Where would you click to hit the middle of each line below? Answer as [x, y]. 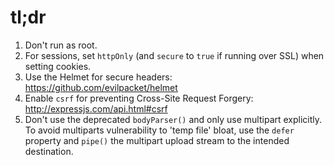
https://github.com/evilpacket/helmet [101, 87]
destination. [49, 151]
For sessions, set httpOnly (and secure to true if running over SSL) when [174, 55]
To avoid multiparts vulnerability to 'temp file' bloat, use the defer [159, 130]
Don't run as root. [61, 45]
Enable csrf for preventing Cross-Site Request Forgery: [139, 98]
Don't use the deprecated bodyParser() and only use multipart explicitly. [173, 119]
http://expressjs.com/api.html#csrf [96, 108]
